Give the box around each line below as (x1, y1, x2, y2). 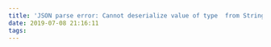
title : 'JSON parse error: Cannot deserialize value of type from (8, 11, 240, 20)
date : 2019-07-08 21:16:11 (8, 19, 99, 27)
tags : (8, 26, 27, 34)
